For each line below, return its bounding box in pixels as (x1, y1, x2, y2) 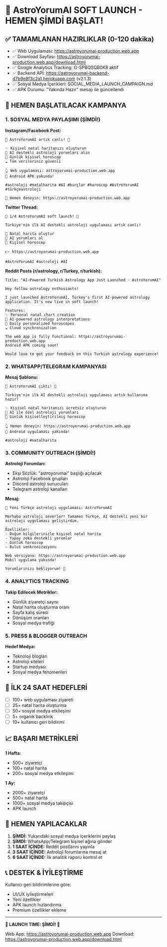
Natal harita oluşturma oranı (12, 604, 70, 610)
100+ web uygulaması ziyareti (12, 696, 74, 702)
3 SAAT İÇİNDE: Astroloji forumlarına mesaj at (12, 849, 107, 855)
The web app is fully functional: (5, 334, 77, 339)
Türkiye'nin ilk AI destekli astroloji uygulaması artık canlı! (5, 222, 141, 228)
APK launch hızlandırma (12, 902, 62, 908)
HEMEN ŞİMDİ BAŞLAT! (5, 15, 103, 26)
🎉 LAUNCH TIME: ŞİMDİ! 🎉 (5, 922, 60, 928)
